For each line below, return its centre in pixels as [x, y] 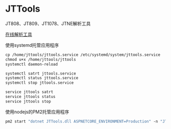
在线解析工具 [19, 34]
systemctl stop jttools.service [39, 83]
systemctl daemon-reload [32, 64]
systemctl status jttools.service [42, 78]
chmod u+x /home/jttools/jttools [41, 59]
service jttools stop [28, 101]
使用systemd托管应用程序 [32, 45]
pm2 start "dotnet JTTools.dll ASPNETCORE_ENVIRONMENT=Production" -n [82, 121]
